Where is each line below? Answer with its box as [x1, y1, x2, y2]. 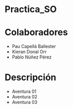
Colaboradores [4, 27, 68, 38]
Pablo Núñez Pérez [11, 54, 52, 60]
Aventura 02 [11, 94, 37, 100]
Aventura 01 [11, 88, 36, 94]
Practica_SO [4, 4, 57, 15]
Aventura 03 [11, 99, 37, 105]
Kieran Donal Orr [11, 49, 47, 55]
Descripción [4, 72, 56, 83]
